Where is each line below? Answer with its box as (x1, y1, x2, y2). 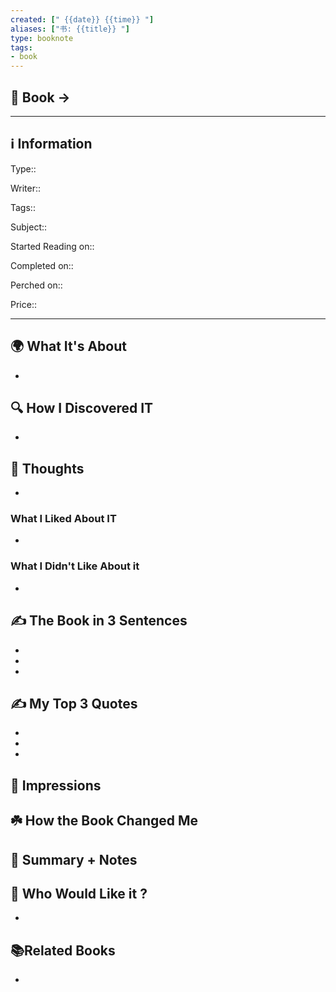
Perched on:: (10, 279, 63, 291)
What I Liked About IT (10, 512, 117, 526)
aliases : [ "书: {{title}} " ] (10, 24, 130, 34)
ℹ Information (10, 136, 93, 153)
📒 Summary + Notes (10, 851, 138, 868)
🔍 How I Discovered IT (10, 399, 154, 416)
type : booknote (10, 33, 74, 43)
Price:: (10, 298, 37, 310)
